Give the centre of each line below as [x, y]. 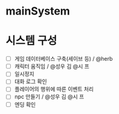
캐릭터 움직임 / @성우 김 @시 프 [52, 66]
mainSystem [38, 11]
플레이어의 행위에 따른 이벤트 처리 [54, 89]
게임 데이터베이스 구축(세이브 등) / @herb [63, 59]
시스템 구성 [31, 41]
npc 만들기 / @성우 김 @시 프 [49, 97]
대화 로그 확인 [31, 82]
